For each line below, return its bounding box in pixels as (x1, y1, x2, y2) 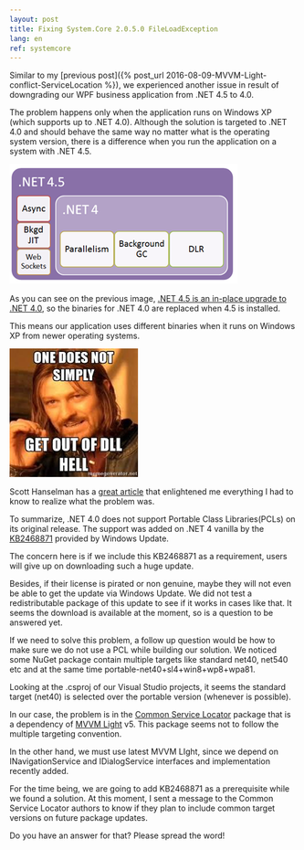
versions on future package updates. (9, 813, 148, 823)
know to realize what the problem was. (9, 496, 155, 507)
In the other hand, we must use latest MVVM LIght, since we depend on (9, 746, 279, 758)
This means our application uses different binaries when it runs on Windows (9, 321, 296, 332)
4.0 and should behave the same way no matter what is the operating (9, 126, 270, 137)
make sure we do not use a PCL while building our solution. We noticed (9, 644, 277, 655)
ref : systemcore (9, 44, 71, 53)
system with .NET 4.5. (9, 146, 92, 157)
